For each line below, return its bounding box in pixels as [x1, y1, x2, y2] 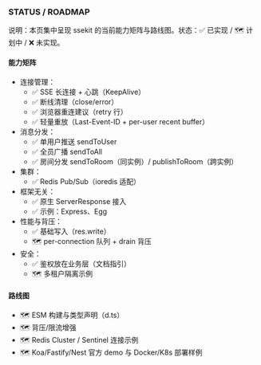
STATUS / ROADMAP [8, 6, 90, 18]
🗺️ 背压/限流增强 [19, 322, 77, 332]
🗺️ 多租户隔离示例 [31, 269, 93, 278]
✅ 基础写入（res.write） [31, 226, 111, 236]
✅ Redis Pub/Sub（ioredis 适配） [31, 176, 141, 186]
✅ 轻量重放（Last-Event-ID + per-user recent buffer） [31, 116, 210, 126]
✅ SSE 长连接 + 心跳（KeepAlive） [31, 87, 146, 96]
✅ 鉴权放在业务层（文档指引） [31, 258, 132, 269]
